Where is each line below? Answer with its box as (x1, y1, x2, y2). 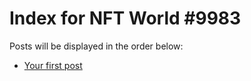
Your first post (23, 59, 83, 71)
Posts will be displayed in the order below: (9, 40, 184, 52)
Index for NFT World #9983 (9, 7, 242, 30)
